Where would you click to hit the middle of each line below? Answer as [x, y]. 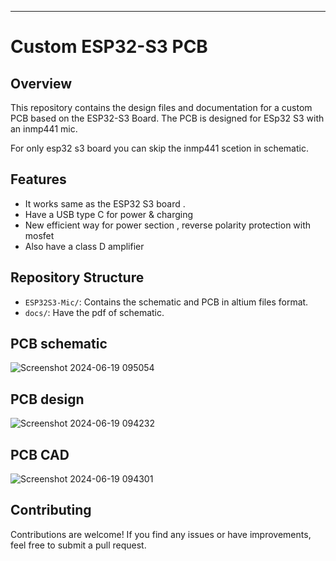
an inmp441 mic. [44, 129]
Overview [41, 83]
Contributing [51, 510]
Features [38, 179]
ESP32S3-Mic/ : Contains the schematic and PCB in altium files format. [166, 302]
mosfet [39, 235]
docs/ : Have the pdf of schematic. [94, 312]
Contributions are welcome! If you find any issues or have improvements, [161, 534]
